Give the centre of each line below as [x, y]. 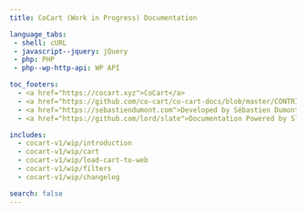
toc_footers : [34, 85]
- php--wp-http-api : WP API [66, 68]
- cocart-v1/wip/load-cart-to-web [83, 160]
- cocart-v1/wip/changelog [69, 177]
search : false [36, 193]
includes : [28, 135]
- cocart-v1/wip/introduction [75, 143]
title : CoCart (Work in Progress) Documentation [103, 18]
